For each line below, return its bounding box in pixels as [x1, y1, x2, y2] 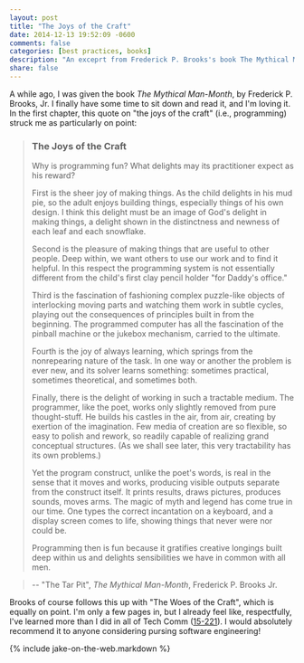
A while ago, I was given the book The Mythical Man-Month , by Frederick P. [9, 88, 293, 99]
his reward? [31, 170, 75, 181]
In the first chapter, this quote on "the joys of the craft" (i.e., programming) [9, 108, 288, 118]
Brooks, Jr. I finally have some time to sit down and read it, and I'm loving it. [9, 98, 291, 109]
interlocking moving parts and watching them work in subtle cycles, [31, 299, 284, 310]
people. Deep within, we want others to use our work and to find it [31, 253, 279, 264]
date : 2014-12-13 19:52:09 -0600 [9, 30, 136, 39]
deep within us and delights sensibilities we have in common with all [31, 553, 287, 564]
